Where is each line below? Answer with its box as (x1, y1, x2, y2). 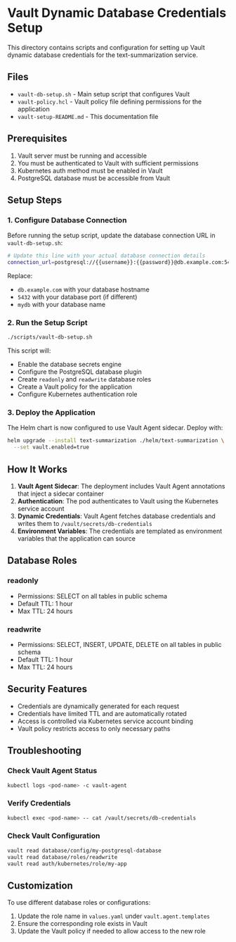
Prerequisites (7, 132, 67, 145)
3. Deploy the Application (7, 408, 96, 417)
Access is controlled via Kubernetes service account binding (17, 717, 193, 725)
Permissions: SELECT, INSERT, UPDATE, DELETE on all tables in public (17, 641, 222, 649)
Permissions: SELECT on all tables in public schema (17, 591, 167, 600)
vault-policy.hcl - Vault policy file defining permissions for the (17, 97, 202, 106)
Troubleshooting (7, 745, 82, 757)
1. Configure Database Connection (7, 215, 127, 225)
